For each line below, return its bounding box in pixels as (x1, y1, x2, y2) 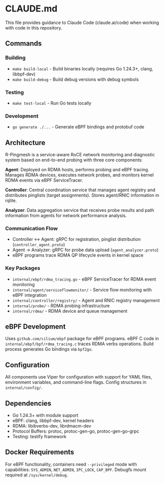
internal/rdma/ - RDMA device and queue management (12, 308, 128, 314)
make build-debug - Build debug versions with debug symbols (12, 76, 139, 82)
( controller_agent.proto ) (12, 242, 65, 248)
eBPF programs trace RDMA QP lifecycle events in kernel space (12, 252, 144, 258)
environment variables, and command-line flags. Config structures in (5, 379, 147, 385)
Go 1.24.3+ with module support (12, 413, 79, 419)
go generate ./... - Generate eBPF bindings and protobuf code (12, 124, 145, 130)
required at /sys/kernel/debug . (5, 472, 68, 478)
